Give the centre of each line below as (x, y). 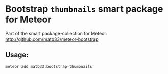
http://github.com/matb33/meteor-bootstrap (52, 39)
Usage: (17, 55)
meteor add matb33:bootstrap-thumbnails (49, 66)
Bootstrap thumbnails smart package (84, 9)
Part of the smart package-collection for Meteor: (56, 33)
